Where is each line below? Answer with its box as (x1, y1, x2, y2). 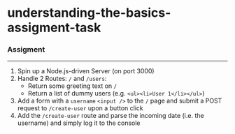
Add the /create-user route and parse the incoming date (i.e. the (17, 112, 204, 120)
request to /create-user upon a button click (17, 104, 143, 112)
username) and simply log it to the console (17, 119, 141, 127)
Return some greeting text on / (27, 82, 117, 90)
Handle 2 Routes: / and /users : (17, 75, 107, 83)
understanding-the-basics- (7, 5, 171, 21)
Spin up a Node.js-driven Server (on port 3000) (17, 67, 155, 75)
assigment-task (7, 20, 101, 36)
